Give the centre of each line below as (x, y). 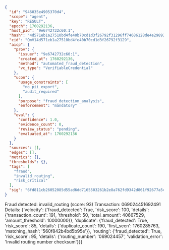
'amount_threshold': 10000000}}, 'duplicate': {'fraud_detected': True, (77, 220)
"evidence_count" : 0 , (41, 124)
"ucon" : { (24, 78)
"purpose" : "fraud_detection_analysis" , (61, 101)
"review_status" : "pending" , (49, 129)
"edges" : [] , (23, 153)
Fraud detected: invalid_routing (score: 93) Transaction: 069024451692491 (83, 204)
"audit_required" (41, 91)
